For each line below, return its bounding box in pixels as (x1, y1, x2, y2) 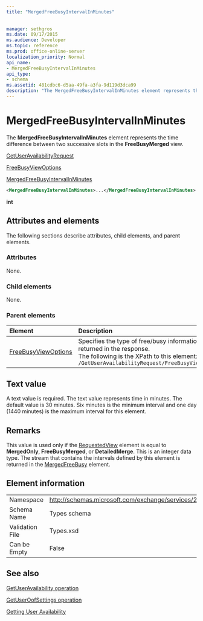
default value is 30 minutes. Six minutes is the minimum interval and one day (6, 401, 197, 409)
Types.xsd (49, 526, 79, 535)
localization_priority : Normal (6, 54, 85, 60)
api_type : (6, 71, 31, 77)
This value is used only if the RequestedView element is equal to (6, 442, 167, 449)
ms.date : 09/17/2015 (6, 32, 59, 38)
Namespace (9, 495, 44, 503)
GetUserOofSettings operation (6, 596, 82, 603)
